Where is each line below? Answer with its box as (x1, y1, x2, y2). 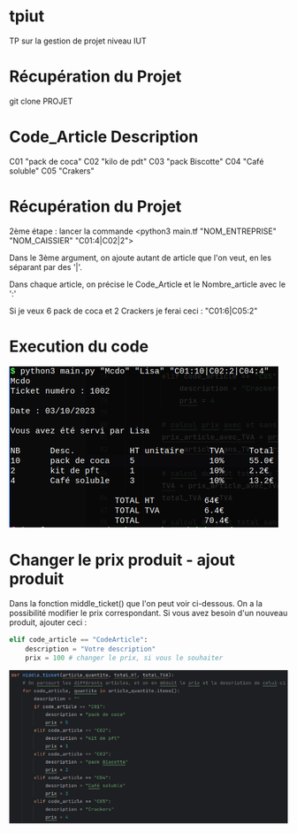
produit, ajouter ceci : (9, 617, 88, 628)
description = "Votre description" (25, 644, 156, 653)
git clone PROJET (9, 96, 73, 106)
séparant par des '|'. (9, 261, 82, 272)
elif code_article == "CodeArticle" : (9, 635, 148, 644)
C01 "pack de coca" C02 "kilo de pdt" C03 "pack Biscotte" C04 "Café (9, 156, 264, 166)
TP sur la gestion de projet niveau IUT (9, 35, 148, 46)
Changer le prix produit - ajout (9, 550, 236, 570)
